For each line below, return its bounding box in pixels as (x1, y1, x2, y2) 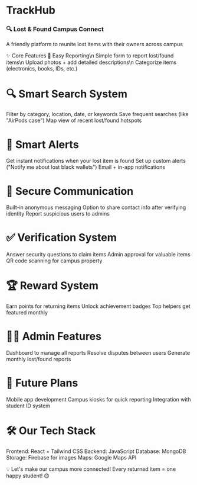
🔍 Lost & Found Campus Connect (6, 25, 104, 33)
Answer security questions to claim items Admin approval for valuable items (6, 251, 191, 258)
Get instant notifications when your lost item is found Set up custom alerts (6, 158, 186, 165)
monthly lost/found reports (6, 356, 71, 363)
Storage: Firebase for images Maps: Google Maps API (6, 454, 137, 461)
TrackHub (6, 4, 56, 17)
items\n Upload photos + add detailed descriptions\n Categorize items (6, 59, 177, 66)
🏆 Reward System (6, 279, 98, 293)
